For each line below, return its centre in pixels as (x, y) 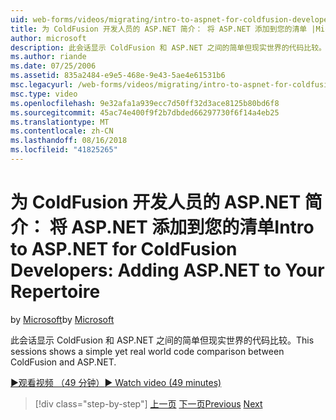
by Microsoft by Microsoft (62, 319)
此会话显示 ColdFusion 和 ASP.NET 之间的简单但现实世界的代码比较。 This (162, 340)
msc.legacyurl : (42, 85)
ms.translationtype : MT (60, 122)
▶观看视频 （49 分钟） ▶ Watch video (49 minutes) (116, 382)
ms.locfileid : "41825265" (64, 150)
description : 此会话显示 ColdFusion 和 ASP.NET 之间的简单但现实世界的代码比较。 (168, 47)
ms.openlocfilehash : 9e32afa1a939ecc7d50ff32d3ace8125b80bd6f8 (145, 103)
